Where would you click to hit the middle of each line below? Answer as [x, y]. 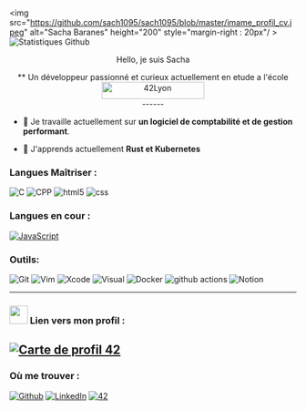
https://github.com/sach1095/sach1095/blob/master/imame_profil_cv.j [161, 23]
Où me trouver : [45, 376]
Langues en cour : [50, 216]
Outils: [25, 260]
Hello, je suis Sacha [153, 60]
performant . [46, 131]
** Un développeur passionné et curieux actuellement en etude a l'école [153, 77]
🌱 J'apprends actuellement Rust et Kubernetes [112, 149]
